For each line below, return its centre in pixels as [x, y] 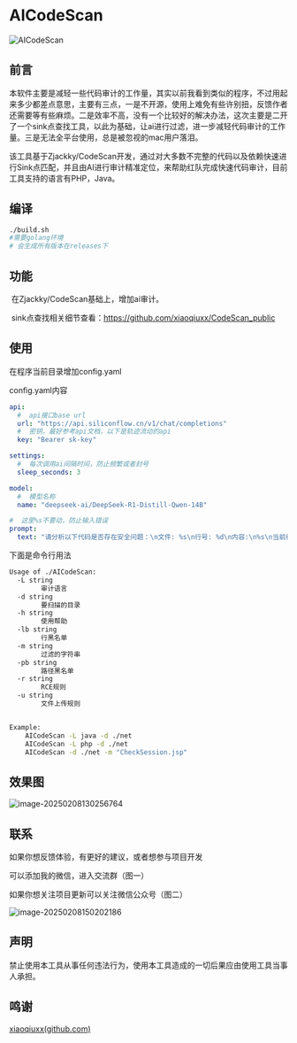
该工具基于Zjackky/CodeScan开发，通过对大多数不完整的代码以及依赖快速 [145, 156]
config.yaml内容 [38, 390]
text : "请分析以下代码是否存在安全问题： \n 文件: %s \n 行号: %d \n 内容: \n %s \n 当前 [152, 537]
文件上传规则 [61, 704]
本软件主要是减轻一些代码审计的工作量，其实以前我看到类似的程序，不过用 [145, 93]
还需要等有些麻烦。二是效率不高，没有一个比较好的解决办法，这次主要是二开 [148, 115]
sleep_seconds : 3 [49, 472]
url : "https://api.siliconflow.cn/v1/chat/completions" [122, 423]
